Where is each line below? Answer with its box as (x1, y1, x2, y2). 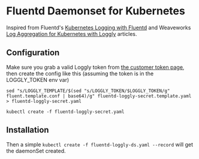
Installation (6, 125, 49, 135)
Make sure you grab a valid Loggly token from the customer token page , (6, 63, 185, 71)
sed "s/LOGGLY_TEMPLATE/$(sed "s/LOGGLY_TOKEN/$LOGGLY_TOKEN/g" (6, 88, 170, 94)
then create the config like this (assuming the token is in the (6, 70, 154, 77)
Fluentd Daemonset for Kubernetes (6, 4, 186, 18)
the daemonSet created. (6, 147, 66, 154)
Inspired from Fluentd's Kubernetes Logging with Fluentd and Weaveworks (6, 24, 191, 31)
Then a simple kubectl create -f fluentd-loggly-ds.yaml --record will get (6, 140, 194, 148)
